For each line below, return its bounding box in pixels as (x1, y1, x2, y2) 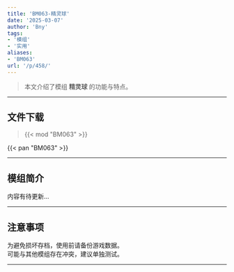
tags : (7, 29, 23, 37)
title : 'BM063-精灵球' (7, 10, 70, 17)
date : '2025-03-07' (7, 17, 64, 24)
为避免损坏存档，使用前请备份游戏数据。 (7, 241, 123, 250)
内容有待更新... (7, 192, 50, 201)
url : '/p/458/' (7, 62, 52, 69)
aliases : (7, 50, 33, 57)
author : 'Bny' (7, 23, 49, 30)
